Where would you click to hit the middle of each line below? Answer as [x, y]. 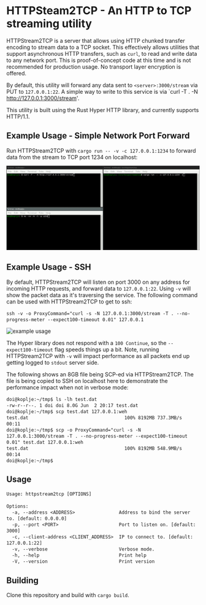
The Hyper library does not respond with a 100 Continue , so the [86, 343]
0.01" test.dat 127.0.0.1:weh [45, 442]
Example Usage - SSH [49, 267]
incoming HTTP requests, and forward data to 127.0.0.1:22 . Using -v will [99, 288]
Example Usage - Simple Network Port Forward [98, 136]
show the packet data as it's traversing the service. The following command [102, 295]
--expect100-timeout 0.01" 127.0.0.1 [96, 319]
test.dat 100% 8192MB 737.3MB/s [94, 417]
